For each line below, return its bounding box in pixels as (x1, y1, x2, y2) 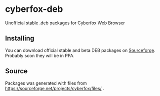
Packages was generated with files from (5, 80, 87, 86)
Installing (5, 34, 35, 43)
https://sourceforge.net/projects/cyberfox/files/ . (5, 85, 105, 91)
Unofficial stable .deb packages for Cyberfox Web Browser (5, 20, 125, 26)
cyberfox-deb (5, 3, 63, 15)
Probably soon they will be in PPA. (5, 52, 75, 58)
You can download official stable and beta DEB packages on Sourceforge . (5, 47, 156, 53)
